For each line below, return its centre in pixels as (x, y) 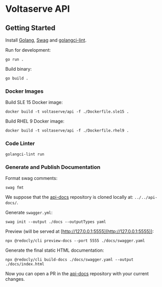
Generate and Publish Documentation (53, 167)
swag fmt (15, 188)
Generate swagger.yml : (29, 212)
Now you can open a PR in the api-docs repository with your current (77, 273)
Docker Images (25, 91)
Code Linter (20, 143)
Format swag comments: (31, 178)
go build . (17, 78)
